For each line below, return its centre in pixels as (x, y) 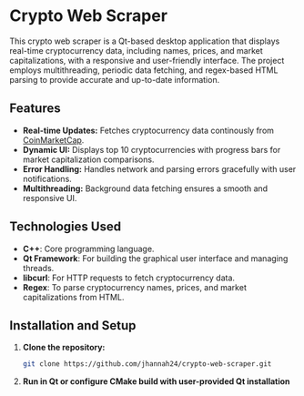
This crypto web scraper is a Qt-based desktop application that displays (145, 41)
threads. (38, 268)
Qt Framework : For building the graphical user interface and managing (155, 258)
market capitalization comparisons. (88, 159)
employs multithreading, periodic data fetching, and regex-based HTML (144, 70)
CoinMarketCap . (53, 140)
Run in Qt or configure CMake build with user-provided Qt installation (156, 381)
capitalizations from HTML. (73, 297)
